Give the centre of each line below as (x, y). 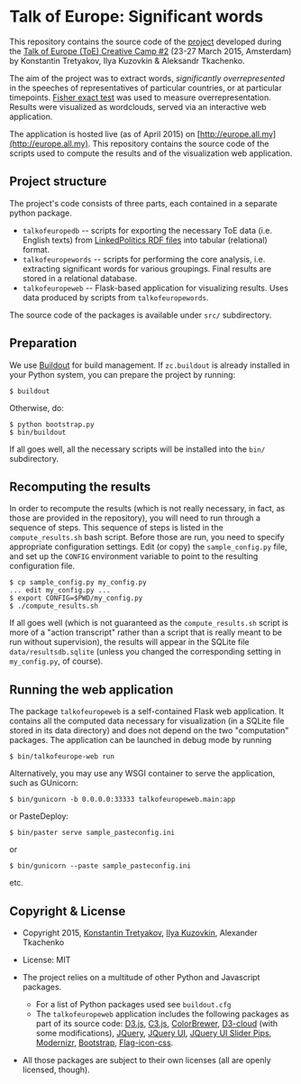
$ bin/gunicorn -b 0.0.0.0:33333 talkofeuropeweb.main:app (123, 800)
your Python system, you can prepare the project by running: (123, 374)
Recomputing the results (80, 487)
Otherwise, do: (37, 408)
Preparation (43, 343)
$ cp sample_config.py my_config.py (78, 583)
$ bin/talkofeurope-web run (62, 757)
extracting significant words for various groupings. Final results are (147, 269)
